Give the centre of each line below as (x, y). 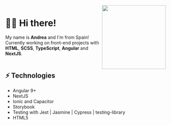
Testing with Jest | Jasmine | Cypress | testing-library (69, 112)
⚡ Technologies (30, 76)
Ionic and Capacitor (33, 101)
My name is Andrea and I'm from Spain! (47, 37)
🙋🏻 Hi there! (31, 23)
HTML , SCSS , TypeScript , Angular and (47, 48)
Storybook (24, 107)
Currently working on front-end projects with (52, 42)
